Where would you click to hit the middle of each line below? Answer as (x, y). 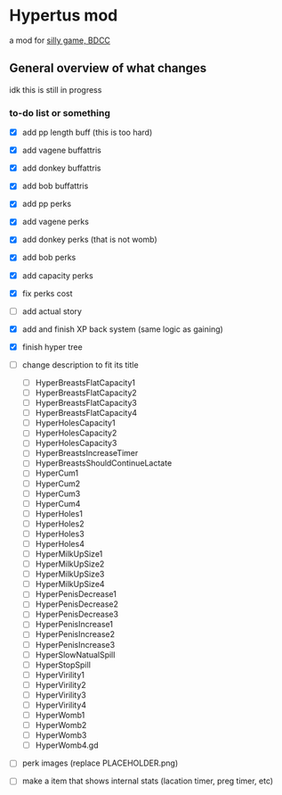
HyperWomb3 (61, 735)
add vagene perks (55, 222)
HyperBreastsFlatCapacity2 (86, 393)
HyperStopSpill (63, 665)
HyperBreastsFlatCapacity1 (85, 382)
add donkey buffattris (61, 168)
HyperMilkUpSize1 (69, 553)
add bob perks (49, 257)
